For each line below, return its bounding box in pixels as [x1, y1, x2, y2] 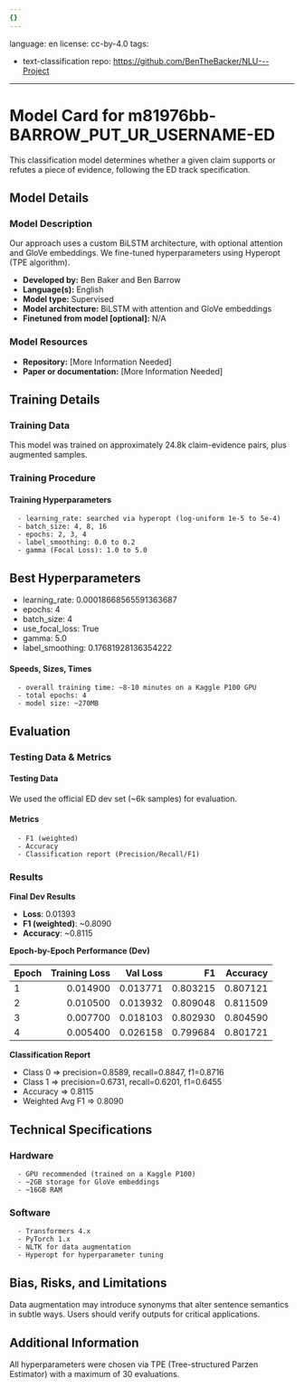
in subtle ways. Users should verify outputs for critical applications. [9, 1308, 261, 1320]
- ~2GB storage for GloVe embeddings [17, 1177, 160, 1187]
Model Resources [9, 335, 89, 348]
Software [9, 1206, 52, 1219]
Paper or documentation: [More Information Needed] [22, 365, 223, 376]
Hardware [9, 1149, 54, 1162]
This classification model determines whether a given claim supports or [9, 155, 276, 165]
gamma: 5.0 [22, 633, 68, 644]
